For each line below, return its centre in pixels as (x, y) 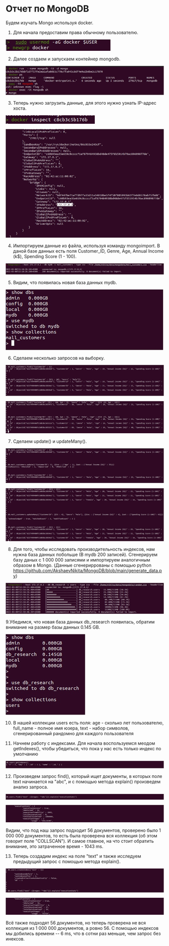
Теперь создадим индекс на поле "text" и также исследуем (77, 856)
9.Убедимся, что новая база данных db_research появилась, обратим (80, 621)
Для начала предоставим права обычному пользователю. (75, 32)
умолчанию (26, 754)
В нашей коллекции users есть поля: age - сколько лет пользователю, (88, 723)
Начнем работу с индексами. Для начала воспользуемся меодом (84, 743)
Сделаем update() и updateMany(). (50, 441)
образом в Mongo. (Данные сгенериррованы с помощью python (82, 565)
